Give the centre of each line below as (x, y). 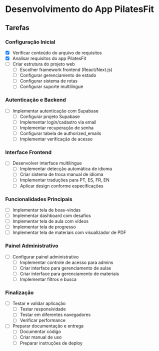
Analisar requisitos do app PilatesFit (49, 58)
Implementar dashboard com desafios (51, 215)
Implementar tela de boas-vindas (46, 210)
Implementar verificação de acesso (56, 139)
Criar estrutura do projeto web (43, 64)
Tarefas (17, 28)
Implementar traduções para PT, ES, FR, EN (65, 180)
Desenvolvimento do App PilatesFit (79, 9)
